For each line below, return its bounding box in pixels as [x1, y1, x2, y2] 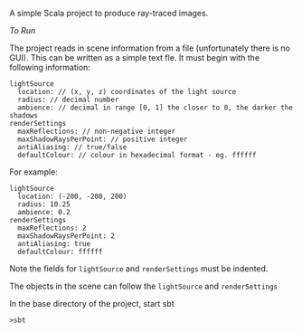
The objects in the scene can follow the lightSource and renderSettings [9, 280, 278, 291]
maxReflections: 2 [17, 223, 88, 232]
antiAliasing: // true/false [17, 143, 127, 152]
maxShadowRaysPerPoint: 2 [17, 232, 116, 241]
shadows [9, 111, 39, 120]
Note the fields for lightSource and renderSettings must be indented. [9, 263, 269, 274]
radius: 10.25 [17, 200, 71, 209]
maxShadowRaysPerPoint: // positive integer [17, 135, 188, 144]
